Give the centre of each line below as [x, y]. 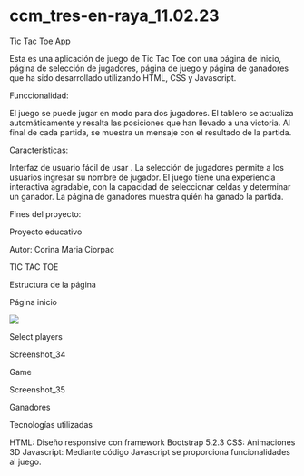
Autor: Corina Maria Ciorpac [62, 249]
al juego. [26, 461]
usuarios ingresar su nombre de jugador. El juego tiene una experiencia [142, 177]
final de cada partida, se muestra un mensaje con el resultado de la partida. [151, 132]
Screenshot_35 [37, 389]
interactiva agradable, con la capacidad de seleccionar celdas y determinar [150, 186]
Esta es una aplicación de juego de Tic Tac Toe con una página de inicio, [146, 58]
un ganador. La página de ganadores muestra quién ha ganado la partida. [147, 196]
